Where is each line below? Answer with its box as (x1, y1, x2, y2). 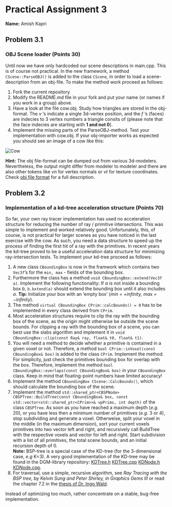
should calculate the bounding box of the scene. (12, 383, 116, 390)
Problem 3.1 (5, 35, 44, 44)
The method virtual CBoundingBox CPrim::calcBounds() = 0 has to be (12, 302, 162, 308)
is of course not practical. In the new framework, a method (5, 68, 129, 74)
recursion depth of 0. (12, 442, 58, 449)
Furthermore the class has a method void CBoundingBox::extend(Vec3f (12, 275, 162, 281)
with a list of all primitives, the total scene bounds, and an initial (12, 437, 147, 443)
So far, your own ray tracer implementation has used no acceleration (5, 216, 150, 222)
